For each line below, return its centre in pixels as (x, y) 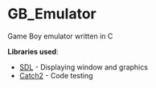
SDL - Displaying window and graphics (83, 67)
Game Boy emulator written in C (60, 36)
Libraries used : (33, 51)
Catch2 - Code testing (56, 75)
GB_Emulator (52, 14)
